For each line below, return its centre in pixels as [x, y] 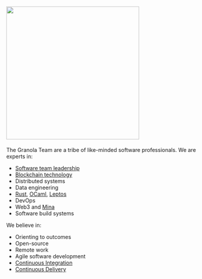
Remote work [32, 250]
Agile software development [50, 256]
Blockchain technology [44, 174]
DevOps [25, 200]
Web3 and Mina [35, 207]
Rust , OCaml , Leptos [41, 194]
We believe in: [24, 225]
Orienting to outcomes [43, 236]
